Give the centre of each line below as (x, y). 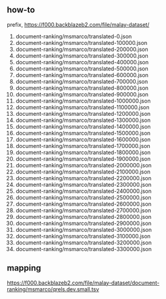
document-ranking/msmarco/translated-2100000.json (83, 172)
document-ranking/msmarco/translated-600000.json (82, 75)
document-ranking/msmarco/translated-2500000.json (84, 197)
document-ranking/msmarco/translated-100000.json (81, 42)
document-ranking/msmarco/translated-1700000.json (83, 146)
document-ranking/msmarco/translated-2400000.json (84, 191)
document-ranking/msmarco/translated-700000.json (82, 81)
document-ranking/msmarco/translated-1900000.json (83, 159)
